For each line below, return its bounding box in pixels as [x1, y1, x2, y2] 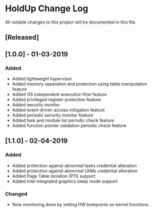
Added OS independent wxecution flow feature [12, 92, 107, 97]
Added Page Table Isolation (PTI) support [12, 173, 96, 179]
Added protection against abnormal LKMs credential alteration [12, 167, 138, 174]
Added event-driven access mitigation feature [12, 107, 105, 113]
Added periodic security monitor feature [12, 112, 93, 118]
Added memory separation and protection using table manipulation [12, 81, 148, 87]
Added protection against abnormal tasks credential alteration [12, 163, 137, 168]
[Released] [5, 33, 39, 42]
